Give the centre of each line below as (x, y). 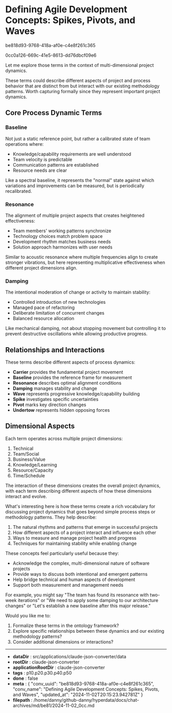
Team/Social (26, 454)
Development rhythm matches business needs (62, 241)
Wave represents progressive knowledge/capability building (76, 394)
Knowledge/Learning (35, 464)
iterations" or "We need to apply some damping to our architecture (88, 600)
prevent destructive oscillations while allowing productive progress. (76, 334)
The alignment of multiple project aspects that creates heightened (75, 215)
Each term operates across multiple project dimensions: (64, 438)
